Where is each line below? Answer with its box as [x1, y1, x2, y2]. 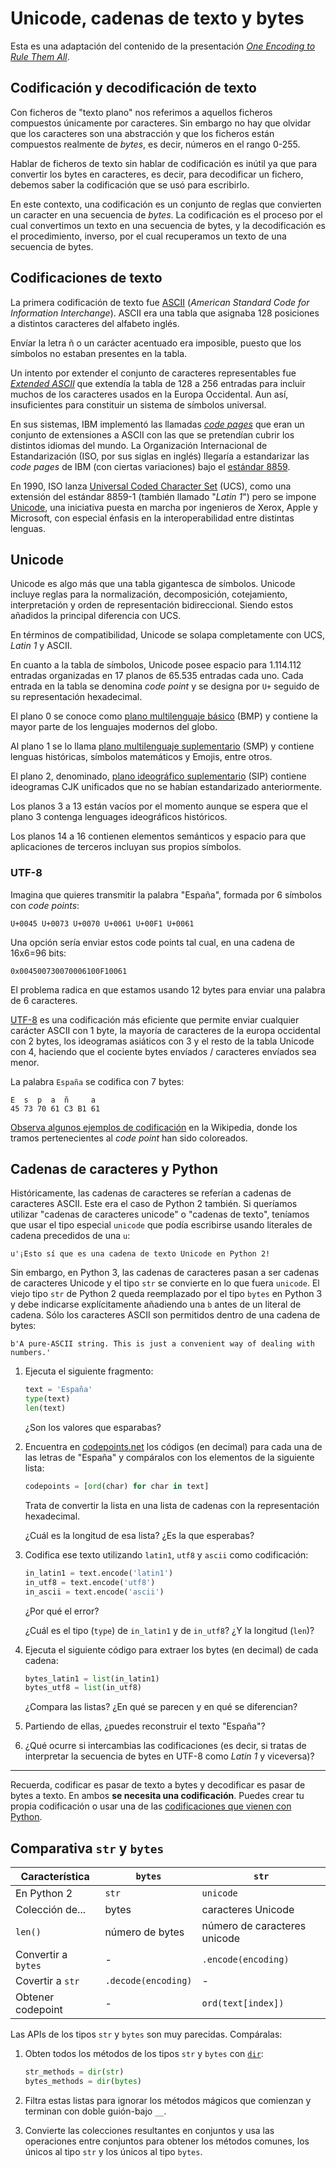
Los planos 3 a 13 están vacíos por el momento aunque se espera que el [10, 800, 308, 812]
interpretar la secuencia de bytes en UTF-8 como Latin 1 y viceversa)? [24, 1750, 315, 1762]
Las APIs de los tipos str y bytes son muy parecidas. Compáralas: [10, 2028, 283, 2041]
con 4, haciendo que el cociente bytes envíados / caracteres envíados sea [10, 1045, 317, 1057]
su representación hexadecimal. [10, 691, 143, 703]
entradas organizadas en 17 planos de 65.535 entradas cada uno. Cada [10, 670, 304, 682]
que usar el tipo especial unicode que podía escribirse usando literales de [10, 1219, 313, 1231]
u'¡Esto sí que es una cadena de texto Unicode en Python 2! [10, 1249, 271, 1259]
